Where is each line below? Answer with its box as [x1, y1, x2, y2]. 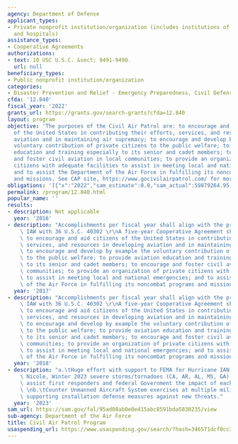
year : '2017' [13, 287, 52, 294]
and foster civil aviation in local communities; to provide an [13, 155, 208, 163]
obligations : [7, 182, 46, 189]
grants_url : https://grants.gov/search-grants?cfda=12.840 [7, 109, 186, 116]
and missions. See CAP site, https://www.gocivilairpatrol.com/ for [13, 175, 220, 182]
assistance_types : [7, 37, 62, 44]
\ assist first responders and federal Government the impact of [20, 379, 217, 387]
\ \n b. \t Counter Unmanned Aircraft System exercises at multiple [20, 386, 217, 394]
